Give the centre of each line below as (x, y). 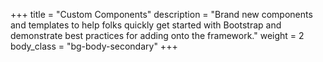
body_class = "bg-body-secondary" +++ (94, 46)
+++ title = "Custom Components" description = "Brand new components (161, 14)
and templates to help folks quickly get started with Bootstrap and (146, 25)
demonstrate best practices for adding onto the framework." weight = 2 (157, 35)
